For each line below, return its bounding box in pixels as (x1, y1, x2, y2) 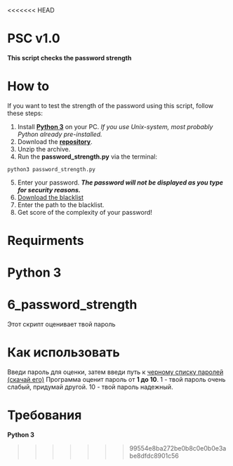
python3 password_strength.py (7, 166, 96, 173)
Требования (7, 407, 82, 423)
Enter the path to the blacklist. (17, 200, 105, 209)
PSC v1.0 (7, 31, 61, 46)
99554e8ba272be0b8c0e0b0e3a (129, 444, 227, 453)
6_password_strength (7, 297, 138, 313)
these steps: (7, 109, 44, 117)
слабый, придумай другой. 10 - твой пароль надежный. (7, 382, 173, 392)
